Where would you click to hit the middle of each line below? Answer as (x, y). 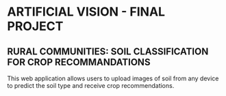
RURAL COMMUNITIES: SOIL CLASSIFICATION (108, 51)
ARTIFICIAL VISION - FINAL (86, 12)
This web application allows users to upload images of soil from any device (113, 78)
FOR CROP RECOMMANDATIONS (79, 62)
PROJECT (35, 26)
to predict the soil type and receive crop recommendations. (91, 85)
